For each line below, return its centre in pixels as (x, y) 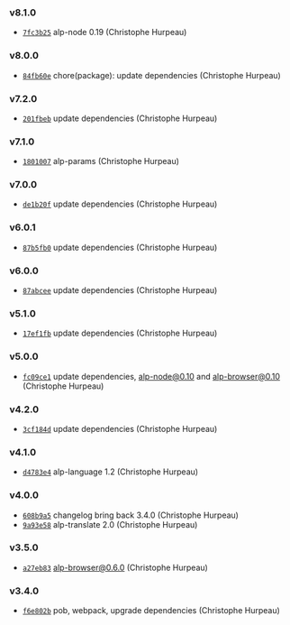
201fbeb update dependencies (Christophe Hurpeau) (120, 118)
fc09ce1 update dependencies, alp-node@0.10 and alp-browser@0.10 (151, 376)
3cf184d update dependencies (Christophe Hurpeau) (120, 428)
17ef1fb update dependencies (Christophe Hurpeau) (120, 333)
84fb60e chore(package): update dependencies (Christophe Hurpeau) (151, 75)
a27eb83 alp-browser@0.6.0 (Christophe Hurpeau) (115, 567)
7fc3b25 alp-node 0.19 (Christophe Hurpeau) (104, 32)
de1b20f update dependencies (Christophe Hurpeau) (120, 204)
